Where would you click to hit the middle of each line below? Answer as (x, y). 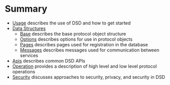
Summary (26, 9)
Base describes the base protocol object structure (73, 34)
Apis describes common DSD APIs (49, 61)
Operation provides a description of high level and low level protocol (84, 66)
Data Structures (29, 28)
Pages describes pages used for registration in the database (84, 44)
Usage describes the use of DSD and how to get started (71, 23)
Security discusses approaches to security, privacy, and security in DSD (89, 77)
